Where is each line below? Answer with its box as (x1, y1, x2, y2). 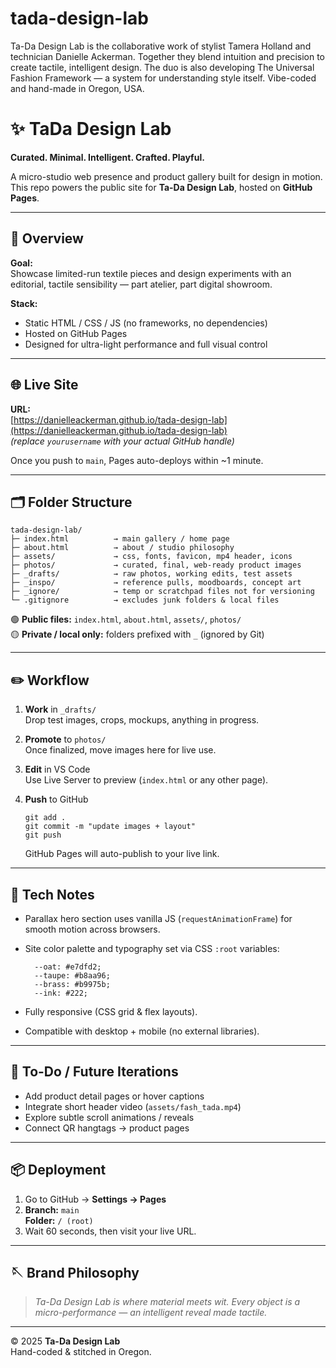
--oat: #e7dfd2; (34, 962, 102, 972)
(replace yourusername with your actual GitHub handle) (10, 435, 235, 447)
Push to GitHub (24, 793, 89, 806)
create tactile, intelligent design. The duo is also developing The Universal (10, 61, 315, 73)
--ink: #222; (34, 988, 89, 998)
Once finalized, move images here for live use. (24, 744, 217, 756)
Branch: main (24, 1203, 80, 1216)
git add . (24, 813, 67, 823)
